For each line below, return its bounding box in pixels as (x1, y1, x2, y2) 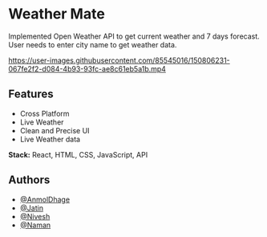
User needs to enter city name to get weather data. (8, 39, 177, 49)
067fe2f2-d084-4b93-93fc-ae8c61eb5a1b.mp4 (8, 63, 167, 73)
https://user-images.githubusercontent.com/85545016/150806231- (8, 55, 230, 65)
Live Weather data (19, 134, 81, 144)
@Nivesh (19, 211, 51, 221)
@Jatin (19, 202, 44, 213)
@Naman (19, 220, 51, 230)
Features (8, 88, 54, 101)
